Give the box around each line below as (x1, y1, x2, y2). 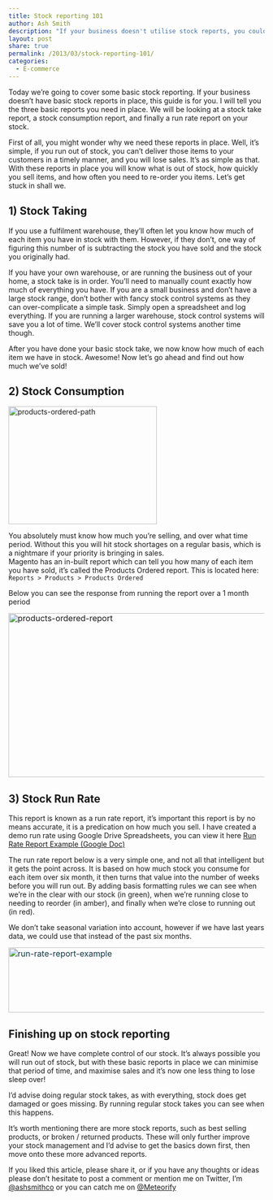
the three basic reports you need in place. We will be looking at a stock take (8, 104, 262, 114)
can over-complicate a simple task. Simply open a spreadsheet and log (8, 302, 246, 311)
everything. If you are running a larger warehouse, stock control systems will (8, 311, 266, 320)
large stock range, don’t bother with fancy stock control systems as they (8, 293, 251, 303)
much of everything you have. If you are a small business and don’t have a (8, 285, 258, 294)
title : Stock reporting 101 (8, 11, 104, 20)
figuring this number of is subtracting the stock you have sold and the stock (8, 243, 262, 253)
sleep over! (8, 1075, 46, 1084)
